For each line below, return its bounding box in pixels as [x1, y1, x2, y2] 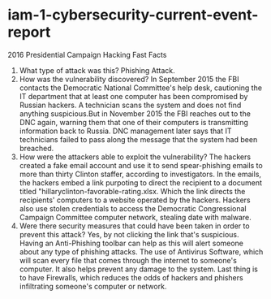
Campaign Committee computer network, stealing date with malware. [19, 212, 252, 222]
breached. [19, 143, 54, 153]
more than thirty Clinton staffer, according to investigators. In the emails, [19, 169, 261, 179]
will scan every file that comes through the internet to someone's [19, 255, 237, 265]
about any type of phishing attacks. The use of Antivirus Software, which [19, 246, 264, 257]
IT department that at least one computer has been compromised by [19, 91, 248, 101]
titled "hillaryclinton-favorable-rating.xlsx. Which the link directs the [19, 186, 246, 196]
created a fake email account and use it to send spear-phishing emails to [19, 160, 263, 170]
